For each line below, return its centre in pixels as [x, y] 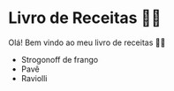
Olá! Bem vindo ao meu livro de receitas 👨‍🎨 [87, 42]
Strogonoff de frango [60, 59]
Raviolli [34, 78]
